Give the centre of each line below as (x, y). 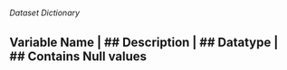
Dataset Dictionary (44, 13)
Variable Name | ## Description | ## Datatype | (144, 43)
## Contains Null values (78, 57)
